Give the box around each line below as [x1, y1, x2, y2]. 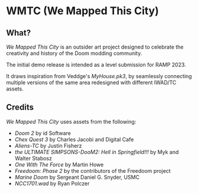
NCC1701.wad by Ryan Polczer [14, 179, 90, 187]
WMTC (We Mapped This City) [6, 4, 160, 18]
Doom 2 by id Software [14, 129, 71, 137]
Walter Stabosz [14, 155, 52, 162]
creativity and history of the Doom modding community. [6, 50, 142, 57]
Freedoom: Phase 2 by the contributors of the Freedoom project [14, 167, 171, 174]
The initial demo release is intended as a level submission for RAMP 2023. [6, 61, 186, 68]
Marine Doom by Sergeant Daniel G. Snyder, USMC [14, 173, 140, 181]
